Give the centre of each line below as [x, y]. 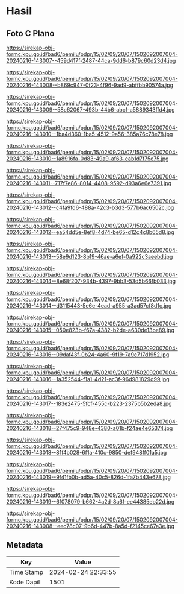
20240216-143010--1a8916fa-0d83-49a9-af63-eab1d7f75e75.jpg [87, 159]
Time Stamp [26, 572]
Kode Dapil [25, 582]
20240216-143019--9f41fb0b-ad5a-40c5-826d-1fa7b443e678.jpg [89, 477]
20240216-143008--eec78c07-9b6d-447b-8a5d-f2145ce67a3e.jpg [90, 526]
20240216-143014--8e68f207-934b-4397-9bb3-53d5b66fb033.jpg [91, 281]
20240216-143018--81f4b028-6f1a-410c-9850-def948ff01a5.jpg [87, 453]
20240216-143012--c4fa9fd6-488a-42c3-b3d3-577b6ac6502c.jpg [90, 207]
